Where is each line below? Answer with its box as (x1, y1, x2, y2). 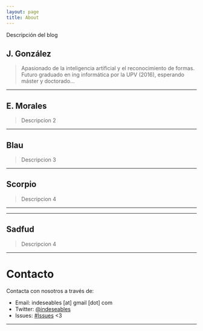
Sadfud (6, 224, 34, 235)
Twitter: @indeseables (14, 305, 71, 312)
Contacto (6, 267, 54, 281)
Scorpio (6, 179, 37, 189)
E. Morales (6, 100, 47, 111)
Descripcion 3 (21, 156, 56, 163)
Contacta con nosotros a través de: (6, 287, 94, 294)
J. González (6, 48, 51, 59)
